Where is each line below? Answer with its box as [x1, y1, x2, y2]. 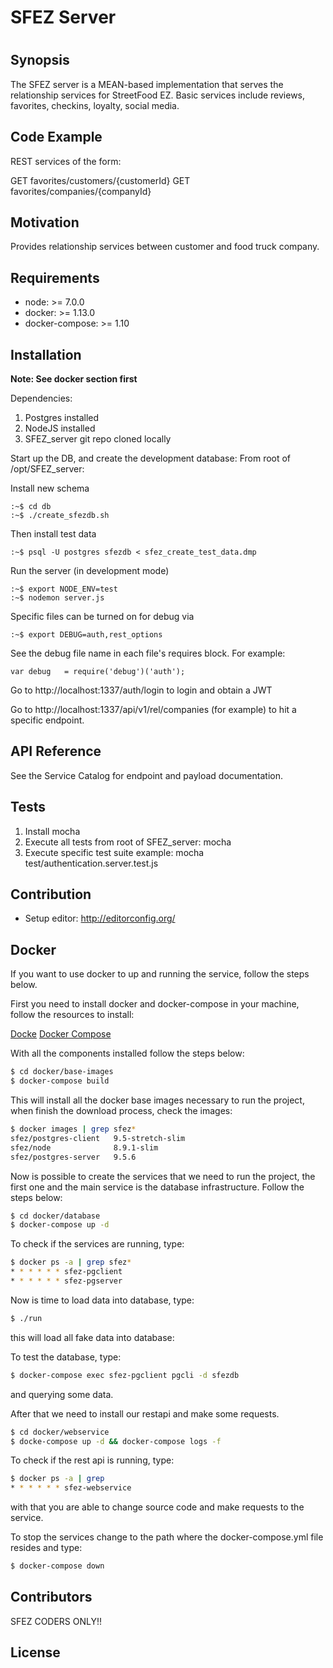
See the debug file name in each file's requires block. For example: [10, 647, 286, 660]
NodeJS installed [24, 422, 96, 435]
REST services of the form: [10, 155, 122, 167]
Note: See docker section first [10, 373, 138, 385]
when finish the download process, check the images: [10, 1105, 233, 1117]
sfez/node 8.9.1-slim [10, 1142, 159, 1153]
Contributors [10, 1589, 93, 1606]
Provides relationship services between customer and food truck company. [10, 241, 320, 253]
